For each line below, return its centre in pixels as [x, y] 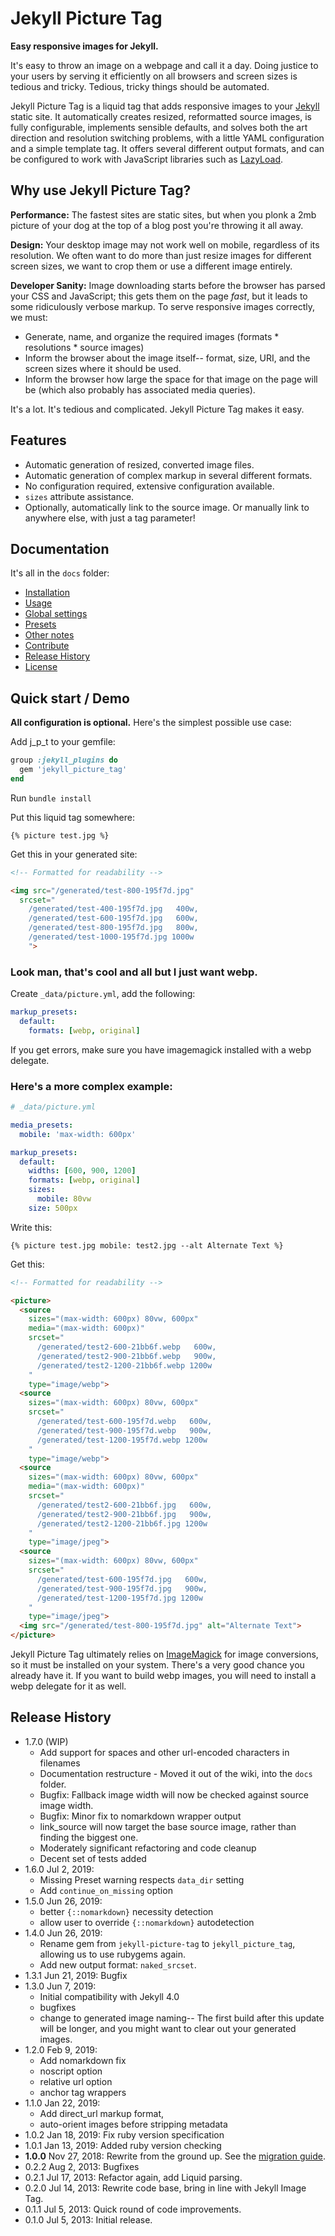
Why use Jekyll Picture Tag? [101, 190]
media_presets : [42, 1125]
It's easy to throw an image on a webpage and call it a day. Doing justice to [164, 65]
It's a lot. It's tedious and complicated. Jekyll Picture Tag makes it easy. [157, 409]
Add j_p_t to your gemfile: [63, 742]
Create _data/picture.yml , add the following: [103, 994]
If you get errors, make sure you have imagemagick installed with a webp [161, 1049]
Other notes [49, 635]
